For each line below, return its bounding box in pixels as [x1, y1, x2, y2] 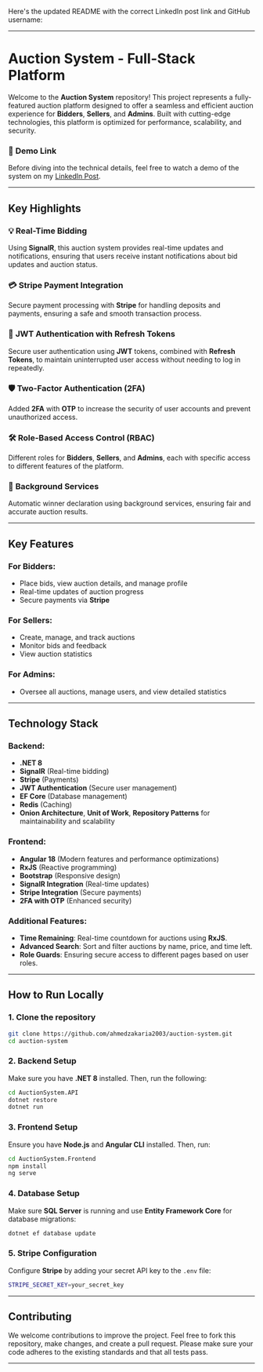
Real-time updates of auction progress [19, 587, 144, 597]
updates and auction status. [8, 259, 98, 269]
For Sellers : [8, 615, 53, 626]
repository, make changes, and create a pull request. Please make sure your [8, 1339, 254, 1348]
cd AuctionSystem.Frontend [8, 1155, 96, 1162]
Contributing [8, 1310, 72, 1323]
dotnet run [8, 1103, 44, 1111]
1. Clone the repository [8, 1012, 96, 1023]
